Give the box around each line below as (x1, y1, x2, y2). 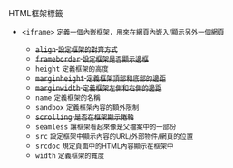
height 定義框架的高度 (34, 64, 110, 74)
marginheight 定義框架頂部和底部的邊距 (34, 74, 167, 84)
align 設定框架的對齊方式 (34, 45, 119, 54)
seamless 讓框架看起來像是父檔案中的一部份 (34, 123, 177, 132)
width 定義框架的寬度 (34, 152, 105, 161)
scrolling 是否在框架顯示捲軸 (34, 113, 134, 122)
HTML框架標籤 (8, 8, 64, 18)
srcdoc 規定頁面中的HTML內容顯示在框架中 (34, 142, 174, 151)
